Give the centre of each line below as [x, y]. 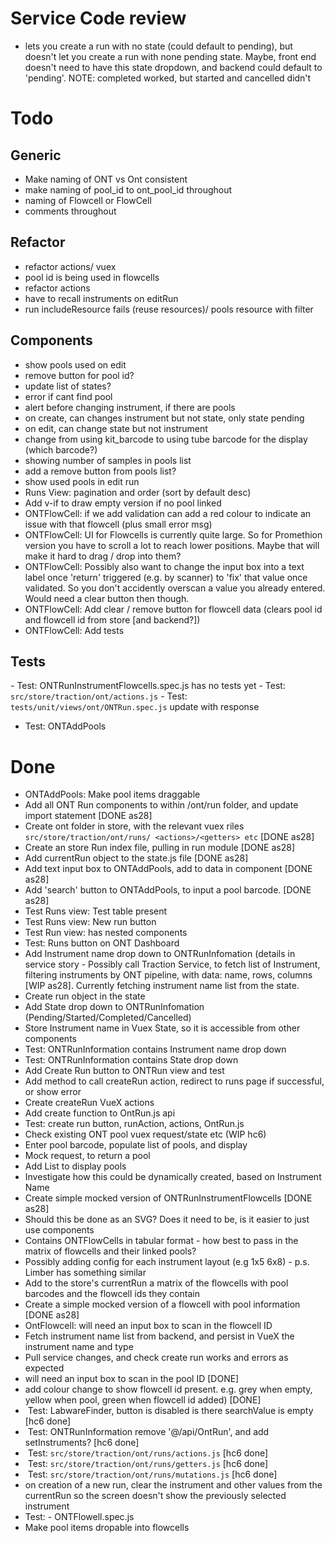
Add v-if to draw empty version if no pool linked [123, 503]
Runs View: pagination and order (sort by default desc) [138, 492]
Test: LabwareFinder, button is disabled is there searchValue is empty [170, 1411]
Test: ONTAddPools [65, 726]
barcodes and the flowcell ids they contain [112, 1294]
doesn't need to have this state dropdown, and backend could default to [173, 67]
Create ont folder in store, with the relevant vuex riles [134, 826]
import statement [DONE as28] [88, 816]
